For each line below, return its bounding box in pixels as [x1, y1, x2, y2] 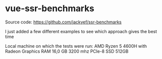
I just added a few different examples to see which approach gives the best [5, 28, 157, 34]
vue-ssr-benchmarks [5, 3, 95, 14]
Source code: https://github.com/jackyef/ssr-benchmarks [5, 19, 122, 25]
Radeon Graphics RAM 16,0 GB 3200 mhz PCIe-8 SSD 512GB [5, 48, 129, 54]
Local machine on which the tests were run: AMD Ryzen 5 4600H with [5, 43, 147, 49]
